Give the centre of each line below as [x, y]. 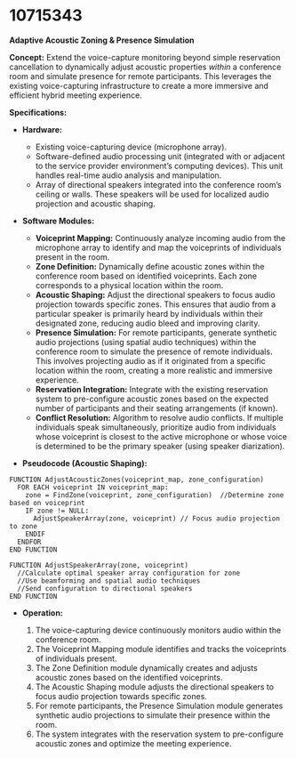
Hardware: [42, 129]
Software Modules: [58, 221]
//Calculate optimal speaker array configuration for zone [129, 573]
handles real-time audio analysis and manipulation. [128, 175]
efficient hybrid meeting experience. [76, 95]
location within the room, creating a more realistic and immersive [154, 370]
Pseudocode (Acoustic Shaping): [84, 463]
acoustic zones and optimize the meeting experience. [133, 743]
